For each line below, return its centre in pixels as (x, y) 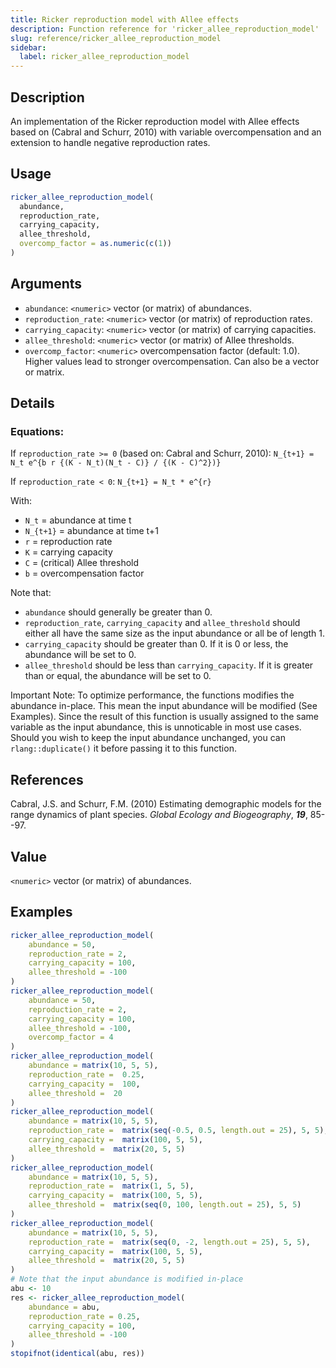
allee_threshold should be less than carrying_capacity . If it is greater (169, 665)
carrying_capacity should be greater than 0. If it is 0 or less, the (156, 644)
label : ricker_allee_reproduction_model (104, 57)
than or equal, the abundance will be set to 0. (118, 676)
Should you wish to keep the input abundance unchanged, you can (148, 738)
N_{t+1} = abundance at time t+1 (91, 531)
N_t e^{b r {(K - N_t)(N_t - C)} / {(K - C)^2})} (116, 463)
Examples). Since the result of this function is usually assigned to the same (165, 717)
